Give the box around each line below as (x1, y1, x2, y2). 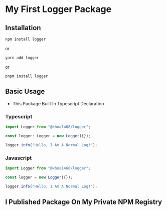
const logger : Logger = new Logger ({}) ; (5, 133, 91, 138)
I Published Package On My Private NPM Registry (5, 198, 162, 206)
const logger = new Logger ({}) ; (5, 174, 73, 180)
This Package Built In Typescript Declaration (12, 100, 104, 106)
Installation (5, 24, 41, 32)
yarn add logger (5, 55, 39, 60)
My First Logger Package (5, 4, 112, 15)
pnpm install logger (5, 74, 49, 79)
